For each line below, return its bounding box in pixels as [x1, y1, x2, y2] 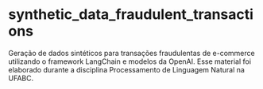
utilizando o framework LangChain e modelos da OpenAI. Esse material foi [8, 57, 252, 66]
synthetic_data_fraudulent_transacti [8, 6, 254, 24]
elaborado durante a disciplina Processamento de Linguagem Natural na [8, 65, 245, 74]
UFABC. [8, 73, 34, 83]
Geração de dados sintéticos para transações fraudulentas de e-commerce [8, 48, 256, 57]
